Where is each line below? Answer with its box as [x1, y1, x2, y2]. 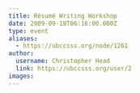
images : [8, 72, 35, 80]
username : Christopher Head [15, 57, 111, 66]
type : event [8, 27, 49, 35]
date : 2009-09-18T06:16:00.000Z [8, 19, 117, 27]
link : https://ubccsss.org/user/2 [15, 65, 132, 73]
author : [8, 49, 35, 57]
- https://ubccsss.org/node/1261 [15, 42, 129, 50]
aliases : [8, 34, 38, 43]
